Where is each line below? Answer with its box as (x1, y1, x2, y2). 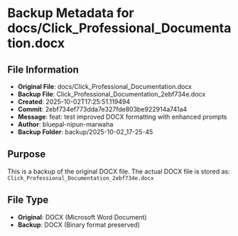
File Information (7, 63, 80, 75)
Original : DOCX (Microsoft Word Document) (17, 213, 147, 221)
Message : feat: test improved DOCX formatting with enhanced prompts (17, 112, 227, 121)
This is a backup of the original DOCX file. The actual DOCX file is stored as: (7, 167, 231, 176)
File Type (7, 194, 49, 206)
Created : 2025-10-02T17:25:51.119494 (17, 97, 130, 106)
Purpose (7, 148, 46, 161)
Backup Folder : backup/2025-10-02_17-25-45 (17, 128, 153, 136)
